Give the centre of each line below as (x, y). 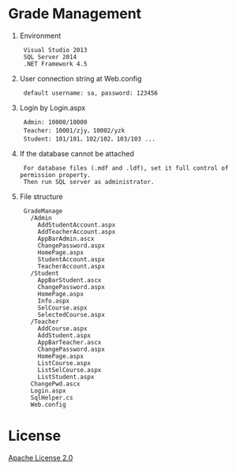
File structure (41, 196)
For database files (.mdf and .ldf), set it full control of (126, 168)
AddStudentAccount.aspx (77, 225)
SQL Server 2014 (50, 57)
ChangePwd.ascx (55, 384)
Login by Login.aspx (52, 107)
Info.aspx (54, 301)
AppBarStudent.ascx (69, 280)
